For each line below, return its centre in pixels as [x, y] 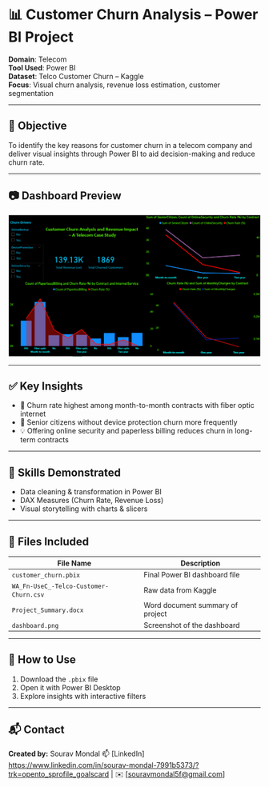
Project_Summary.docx [48, 610]
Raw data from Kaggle [180, 590]
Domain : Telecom [38, 59]
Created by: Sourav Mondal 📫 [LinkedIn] [76, 753]
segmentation [31, 93]
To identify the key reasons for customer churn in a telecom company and [130, 145]
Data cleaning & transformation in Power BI [90, 492]
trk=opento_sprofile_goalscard [59, 774]
